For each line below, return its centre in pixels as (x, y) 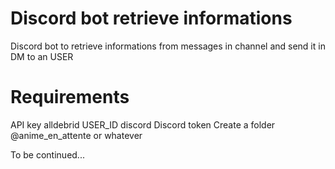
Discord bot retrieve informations (151, 18)
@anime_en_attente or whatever (76, 135)
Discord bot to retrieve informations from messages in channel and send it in (168, 46)
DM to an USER (42, 56)
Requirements (70, 97)
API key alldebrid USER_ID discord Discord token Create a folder (143, 124)
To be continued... (47, 154)
